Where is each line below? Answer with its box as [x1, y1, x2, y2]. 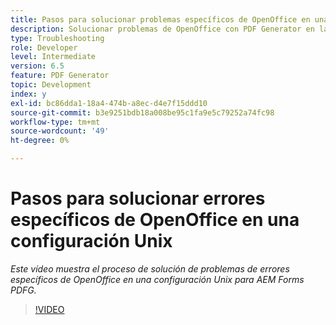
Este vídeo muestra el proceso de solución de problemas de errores [10, 262, 290, 275]
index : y [10, 89, 47, 99]
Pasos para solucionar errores [10, 187, 266, 210]
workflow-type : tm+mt [10, 117, 101, 127]
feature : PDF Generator [10, 71, 110, 81]
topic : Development [10, 80, 92, 90]
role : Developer [10, 42, 78, 53]
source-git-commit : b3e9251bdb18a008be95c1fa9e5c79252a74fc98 [10, 107, 275, 118]
